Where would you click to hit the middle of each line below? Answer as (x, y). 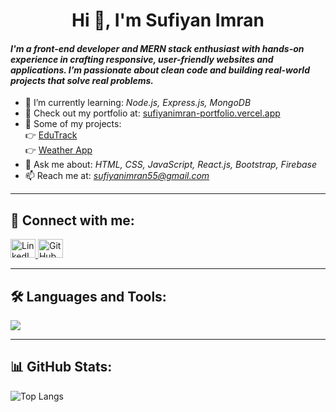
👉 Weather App (58, 150)
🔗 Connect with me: (72, 220)
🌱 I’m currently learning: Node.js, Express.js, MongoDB (138, 103)
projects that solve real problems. (82, 80)
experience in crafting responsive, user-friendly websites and (142, 59)
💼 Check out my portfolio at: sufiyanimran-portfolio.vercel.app (152, 113)
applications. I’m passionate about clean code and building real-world (160, 70)
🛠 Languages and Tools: (88, 296)
